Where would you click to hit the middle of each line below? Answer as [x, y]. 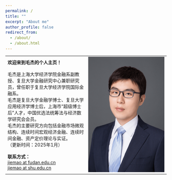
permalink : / [19, 11]
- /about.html [25, 44]
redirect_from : [21, 33]
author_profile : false [29, 27]
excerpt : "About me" [27, 22]
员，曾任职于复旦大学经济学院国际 [43, 87]
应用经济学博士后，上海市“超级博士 [45, 106]
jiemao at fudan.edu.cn [32, 163]
